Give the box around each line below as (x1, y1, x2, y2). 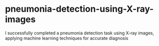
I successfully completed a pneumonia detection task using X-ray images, (5, 30, 154, 36)
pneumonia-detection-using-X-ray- (5, 3, 154, 15)
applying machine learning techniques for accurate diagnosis (5, 35, 129, 41)
